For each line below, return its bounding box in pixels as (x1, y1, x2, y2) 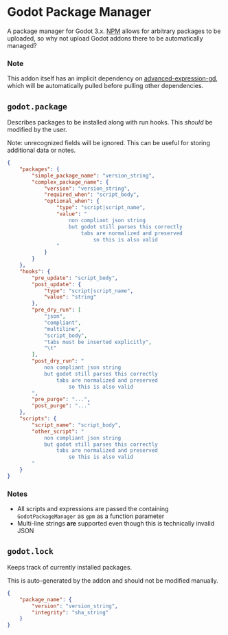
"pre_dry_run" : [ (32, 307, 81, 314)
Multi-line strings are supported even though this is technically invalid (16, 519, 215, 528)
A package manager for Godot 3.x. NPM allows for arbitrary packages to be (7, 27, 221, 35)
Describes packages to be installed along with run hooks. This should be (7, 118, 213, 127)
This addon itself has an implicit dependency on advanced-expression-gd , (7, 74, 218, 83)
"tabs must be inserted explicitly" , (43, 338, 152, 345)
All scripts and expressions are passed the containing (16, 505, 169, 513)
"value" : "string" (43, 294, 97, 301)
